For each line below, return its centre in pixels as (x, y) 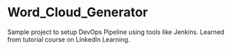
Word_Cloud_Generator (78, 12)
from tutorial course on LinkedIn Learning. (69, 39)
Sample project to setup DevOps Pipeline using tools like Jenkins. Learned (116, 32)
